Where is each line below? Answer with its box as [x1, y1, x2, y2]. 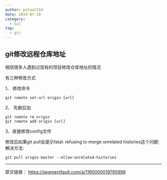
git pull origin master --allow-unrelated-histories [5, 155, 117, 160]
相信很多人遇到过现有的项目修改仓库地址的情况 [5, 64, 101, 70]
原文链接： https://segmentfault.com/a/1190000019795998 [5, 169, 126, 175]
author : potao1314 [5, 7, 43, 12]
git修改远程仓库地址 [5, 50, 66, 59]
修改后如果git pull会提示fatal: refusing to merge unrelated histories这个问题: [5, 139, 160, 145]
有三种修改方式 [5, 75, 36, 81]
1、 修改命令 [5, 85, 30, 91]
